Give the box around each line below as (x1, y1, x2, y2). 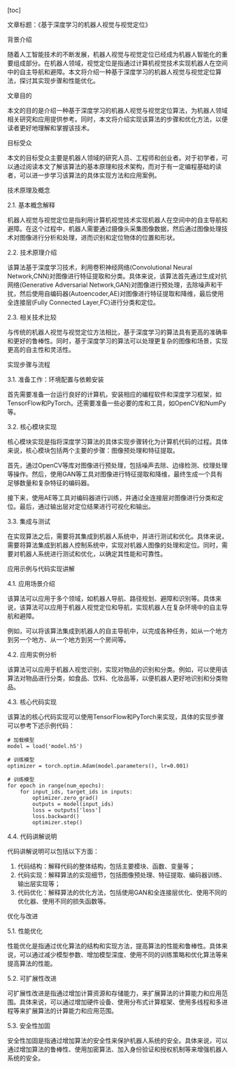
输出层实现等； (17, 880, 61, 887)
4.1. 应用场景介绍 (7, 580, 56, 587)
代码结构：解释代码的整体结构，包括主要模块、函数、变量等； (17, 862, 196, 870)
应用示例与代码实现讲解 (7, 564, 75, 573)
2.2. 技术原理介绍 (7, 248, 57, 257)
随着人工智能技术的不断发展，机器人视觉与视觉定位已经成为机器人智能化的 (7, 50, 222, 58)
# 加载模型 (7, 737, 35, 744)
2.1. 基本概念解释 (7, 201, 56, 209)
